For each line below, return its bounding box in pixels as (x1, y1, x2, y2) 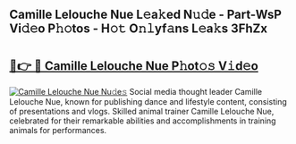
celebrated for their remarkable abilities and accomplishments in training (9, 115, 276, 126)
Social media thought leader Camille (129, 87, 262, 97)
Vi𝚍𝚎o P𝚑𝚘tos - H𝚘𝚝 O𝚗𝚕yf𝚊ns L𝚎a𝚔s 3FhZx (9, 21, 268, 37)
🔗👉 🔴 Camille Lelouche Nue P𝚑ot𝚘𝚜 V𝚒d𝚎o (9, 58, 259, 73)
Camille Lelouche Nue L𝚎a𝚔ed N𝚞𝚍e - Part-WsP (9, 7, 282, 22)
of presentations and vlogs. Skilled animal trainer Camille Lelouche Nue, (9, 106, 275, 116)
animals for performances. (9, 125, 107, 135)
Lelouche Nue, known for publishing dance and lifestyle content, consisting (9, 97, 288, 106)
